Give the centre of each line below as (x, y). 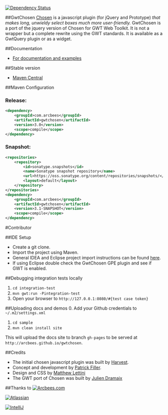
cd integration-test (34, 289)
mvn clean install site (37, 328)
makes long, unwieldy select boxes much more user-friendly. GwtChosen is (83, 23)
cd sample (23, 323)
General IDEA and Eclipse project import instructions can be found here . (86, 258)
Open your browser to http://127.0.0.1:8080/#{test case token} (80, 299)
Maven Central (27, 78)
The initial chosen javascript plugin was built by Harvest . (70, 362)
